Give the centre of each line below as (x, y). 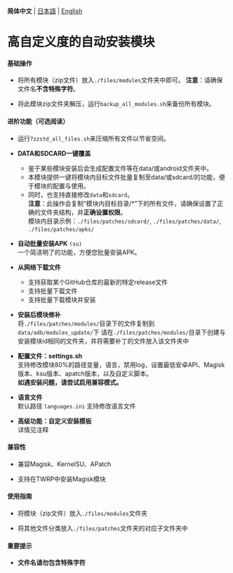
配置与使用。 (71, 186)
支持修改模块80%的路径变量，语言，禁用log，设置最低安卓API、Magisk (121, 364)
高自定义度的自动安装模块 (81, 42)
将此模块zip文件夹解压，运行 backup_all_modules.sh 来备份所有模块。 (116, 104)
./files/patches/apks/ (61, 229)
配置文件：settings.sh (50, 356)
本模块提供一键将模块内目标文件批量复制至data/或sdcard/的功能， (124, 177)
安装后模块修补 (39, 314)
